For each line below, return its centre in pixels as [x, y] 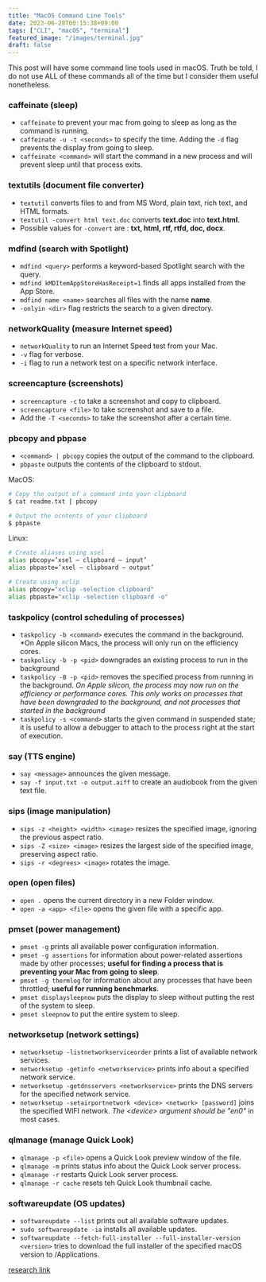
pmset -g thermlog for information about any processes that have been [136, 980]
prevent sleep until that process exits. [81, 165]
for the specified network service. [75, 1094]
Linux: [18, 538]
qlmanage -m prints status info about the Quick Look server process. [130, 1166]
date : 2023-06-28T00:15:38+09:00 [64, 23]
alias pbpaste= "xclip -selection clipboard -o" [89, 597]
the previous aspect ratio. [62, 837]
